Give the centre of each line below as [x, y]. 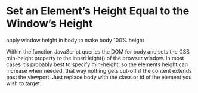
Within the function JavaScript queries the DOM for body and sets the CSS [98, 51]
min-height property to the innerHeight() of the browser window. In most [95, 58]
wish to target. [24, 83]
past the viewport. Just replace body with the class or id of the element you [99, 77]
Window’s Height [49, 24]
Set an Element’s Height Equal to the [98, 11]
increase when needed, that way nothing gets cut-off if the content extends [99, 70]
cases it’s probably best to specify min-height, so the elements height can [97, 64]
